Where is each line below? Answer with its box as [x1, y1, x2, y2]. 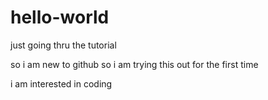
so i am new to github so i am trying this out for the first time [10, 58, 259, 70]
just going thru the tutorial [10, 39, 117, 51]
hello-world [10, 6, 110, 29]
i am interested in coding [10, 77, 113, 90]
